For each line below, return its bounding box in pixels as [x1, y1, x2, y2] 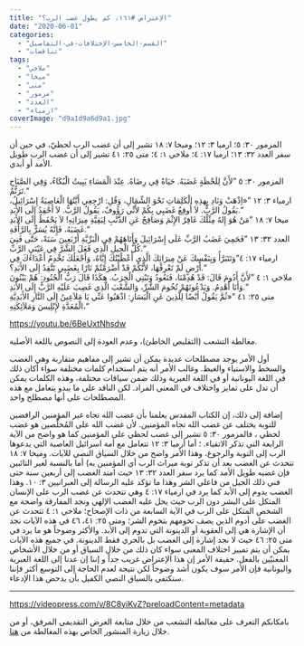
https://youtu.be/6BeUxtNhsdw [9, 318, 127, 329]
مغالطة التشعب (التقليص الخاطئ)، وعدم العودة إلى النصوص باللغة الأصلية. [9, 336, 258, 347]
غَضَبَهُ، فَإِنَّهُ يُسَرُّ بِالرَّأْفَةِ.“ [9, 223, 90, 235]
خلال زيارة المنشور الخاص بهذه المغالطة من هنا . [9, 626, 170, 637]
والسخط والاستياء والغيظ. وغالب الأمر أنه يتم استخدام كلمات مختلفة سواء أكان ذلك [9, 363, 287, 374]
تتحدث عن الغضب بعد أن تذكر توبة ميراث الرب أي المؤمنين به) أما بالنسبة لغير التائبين [9, 458, 295, 469]
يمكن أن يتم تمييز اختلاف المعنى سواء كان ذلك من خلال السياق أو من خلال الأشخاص [9, 544, 290, 555]
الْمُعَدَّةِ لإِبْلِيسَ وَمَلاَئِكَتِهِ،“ [9, 300, 90, 312]
